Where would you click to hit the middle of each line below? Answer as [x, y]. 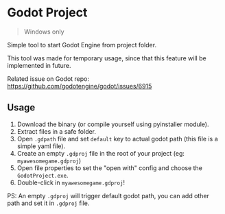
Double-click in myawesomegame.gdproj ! [71, 182]
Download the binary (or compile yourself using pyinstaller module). [113, 124]
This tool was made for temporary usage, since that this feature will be [107, 58]
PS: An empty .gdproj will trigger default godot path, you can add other [108, 195]
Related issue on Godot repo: [48, 79]
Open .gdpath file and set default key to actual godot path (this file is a [117, 139]
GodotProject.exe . [43, 175]
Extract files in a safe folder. [57, 131]
